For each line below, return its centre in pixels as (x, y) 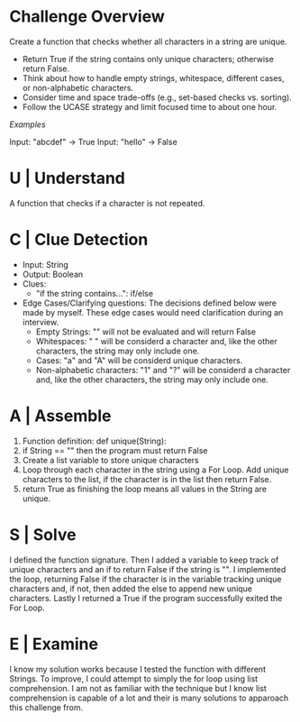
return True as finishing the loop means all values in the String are (145, 489)
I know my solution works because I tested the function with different (137, 669)
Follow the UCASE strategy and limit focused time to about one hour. (150, 106)
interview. (41, 322)
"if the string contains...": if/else (95, 293)
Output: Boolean (53, 274)
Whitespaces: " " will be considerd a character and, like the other (156, 341)
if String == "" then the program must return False (115, 450)
